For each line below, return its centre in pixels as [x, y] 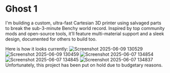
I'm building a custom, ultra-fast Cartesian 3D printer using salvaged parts [83, 23]
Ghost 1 [21, 9]
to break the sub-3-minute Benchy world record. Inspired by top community [85, 28]
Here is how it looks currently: [37, 49]
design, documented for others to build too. [51, 39]
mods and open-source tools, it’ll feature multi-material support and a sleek [85, 33]
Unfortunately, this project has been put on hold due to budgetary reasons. [84, 65]
